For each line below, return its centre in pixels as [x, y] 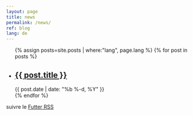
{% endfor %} [31, 95]
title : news [21, 17]
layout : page [22, 11]
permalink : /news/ [29, 22]
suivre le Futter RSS [30, 107]
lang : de [17, 34]
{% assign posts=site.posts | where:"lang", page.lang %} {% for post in [101, 50]
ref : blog [18, 28]
